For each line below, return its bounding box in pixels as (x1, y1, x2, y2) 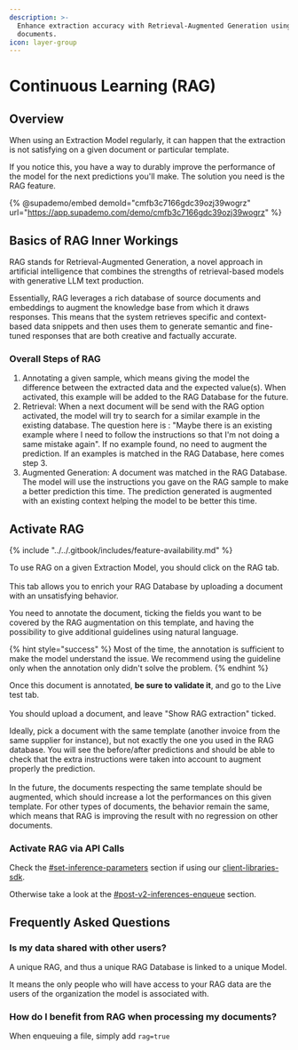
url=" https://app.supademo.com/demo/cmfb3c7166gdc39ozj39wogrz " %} (9, 207, 282, 218)
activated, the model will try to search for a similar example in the (21, 411, 261, 421)
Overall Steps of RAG (9, 352, 102, 365)
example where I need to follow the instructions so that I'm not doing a (21, 429, 279, 440)
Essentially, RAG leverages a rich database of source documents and (9, 293, 262, 303)
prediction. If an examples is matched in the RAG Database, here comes (21, 448, 285, 459)
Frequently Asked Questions (9, 915, 171, 930)
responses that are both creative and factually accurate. (32, 331, 238, 341)
